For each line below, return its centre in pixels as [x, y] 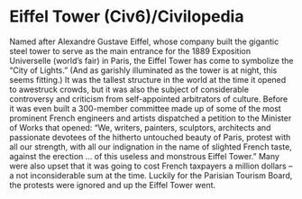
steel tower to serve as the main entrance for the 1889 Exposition [130, 50]
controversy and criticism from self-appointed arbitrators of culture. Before [149, 99]
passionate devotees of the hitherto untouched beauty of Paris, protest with [150, 137]
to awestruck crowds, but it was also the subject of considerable [129, 89]
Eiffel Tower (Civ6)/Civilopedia [127, 17]
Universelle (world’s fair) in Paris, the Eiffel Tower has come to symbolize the [151, 60]
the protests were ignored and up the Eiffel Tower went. [113, 185]
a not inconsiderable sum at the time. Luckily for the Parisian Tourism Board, [151, 175]
